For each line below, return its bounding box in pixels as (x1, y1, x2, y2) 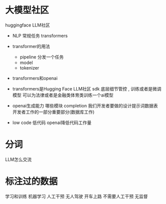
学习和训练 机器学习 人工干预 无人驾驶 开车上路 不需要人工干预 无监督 (5, 193, 148, 199)
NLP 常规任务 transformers (12, 32, 68, 38)
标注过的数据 (5, 176, 58, 187)
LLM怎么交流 (5, 156, 32, 162)
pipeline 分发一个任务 (19, 53, 64, 60)
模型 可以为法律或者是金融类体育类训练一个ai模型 (12, 92, 114, 98)
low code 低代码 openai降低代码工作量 (12, 119, 92, 125)
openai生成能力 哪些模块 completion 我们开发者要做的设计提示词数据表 (12, 102, 158, 108)
